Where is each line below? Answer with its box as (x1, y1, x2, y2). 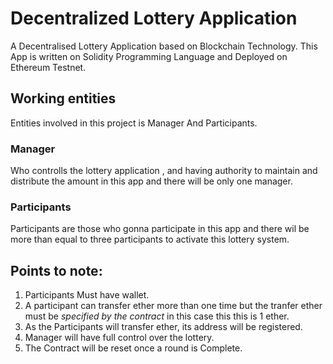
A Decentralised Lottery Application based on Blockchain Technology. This (10, 40, 318, 52)
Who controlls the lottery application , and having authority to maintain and (10, 165, 318, 177)
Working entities (10, 90, 117, 107)
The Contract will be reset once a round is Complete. (24, 342, 243, 354)
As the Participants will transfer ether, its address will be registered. (24, 321, 303, 333)
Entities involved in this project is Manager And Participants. (10, 117, 258, 129)
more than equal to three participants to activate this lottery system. (10, 233, 290, 246)
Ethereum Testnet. (10, 61, 87, 73)
